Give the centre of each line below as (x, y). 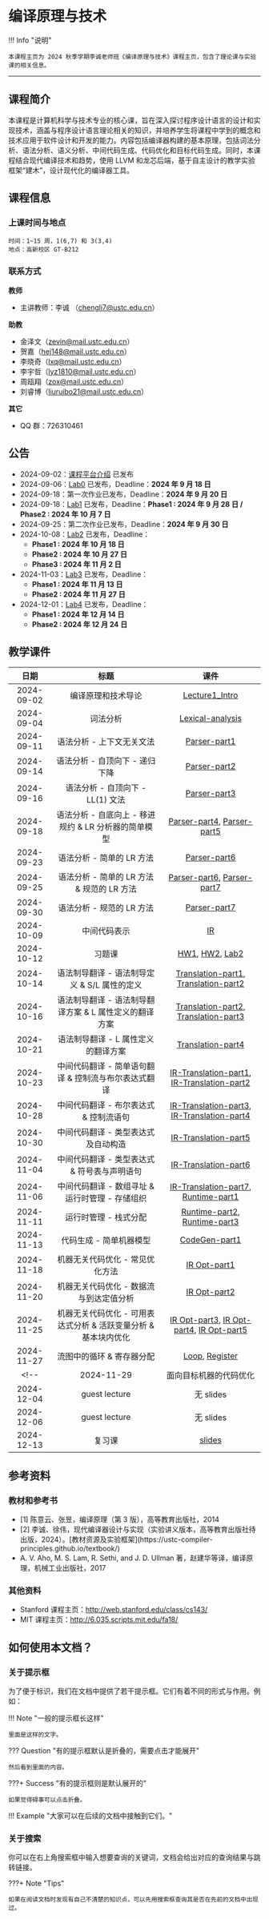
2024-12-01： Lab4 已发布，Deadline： (84, 604)
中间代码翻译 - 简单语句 (102, 1066)
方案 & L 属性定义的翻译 (110, 1012)
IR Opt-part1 (211, 1265)
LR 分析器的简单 (115, 827)
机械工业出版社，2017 (70, 1568)
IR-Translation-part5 (211, 1138)
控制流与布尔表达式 (111, 1078)
